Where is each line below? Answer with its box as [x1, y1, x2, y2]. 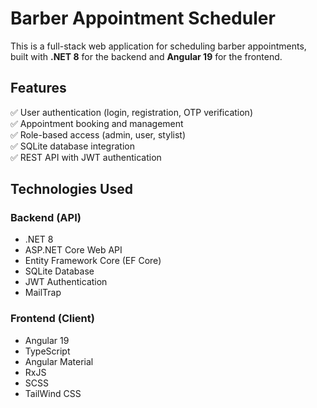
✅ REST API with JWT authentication [10, 151, 162, 163]
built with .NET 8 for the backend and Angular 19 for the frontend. [10, 50, 283, 62]
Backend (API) [10, 211, 82, 225]
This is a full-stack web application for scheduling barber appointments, [10, 40, 307, 52]
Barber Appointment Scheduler [10, 7, 276, 30]
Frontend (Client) [10, 312, 95, 326]
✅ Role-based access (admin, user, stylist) [10, 128, 187, 141]
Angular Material [24, 355, 94, 367]
